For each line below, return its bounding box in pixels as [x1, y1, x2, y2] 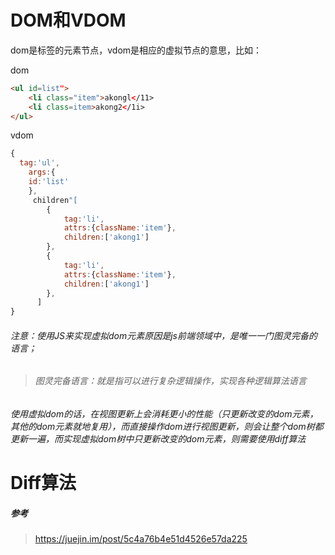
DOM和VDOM [10, 9, 127, 32]
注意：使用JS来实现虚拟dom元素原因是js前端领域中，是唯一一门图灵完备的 [10, 329, 318, 341]
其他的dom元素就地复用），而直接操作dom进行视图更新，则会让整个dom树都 [10, 421, 324, 432]
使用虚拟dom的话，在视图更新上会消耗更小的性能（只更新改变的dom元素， [10, 408, 319, 420]
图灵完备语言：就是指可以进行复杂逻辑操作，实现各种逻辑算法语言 [34, 375, 307, 387]
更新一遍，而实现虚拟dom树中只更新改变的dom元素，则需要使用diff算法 [10, 433, 307, 445]
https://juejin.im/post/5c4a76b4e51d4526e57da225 [34, 533, 248, 545]
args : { [28, 167, 56, 178]
